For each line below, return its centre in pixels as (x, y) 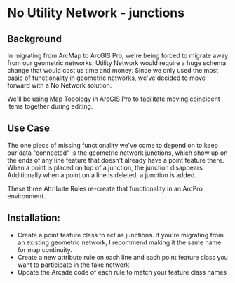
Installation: (34, 218)
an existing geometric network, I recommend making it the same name (119, 242)
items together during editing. (50, 106)
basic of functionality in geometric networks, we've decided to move (106, 78)
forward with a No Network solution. (60, 85)
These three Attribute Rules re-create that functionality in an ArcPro (105, 188)
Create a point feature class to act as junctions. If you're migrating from (121, 235)
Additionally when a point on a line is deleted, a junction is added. (102, 175)
